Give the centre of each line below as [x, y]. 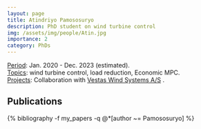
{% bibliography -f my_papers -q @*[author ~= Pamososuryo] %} [101, 118]
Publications [35, 102]
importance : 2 [28, 39]
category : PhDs [29, 46]
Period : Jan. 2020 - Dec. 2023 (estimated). [68, 65]
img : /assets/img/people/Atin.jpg [57, 33]
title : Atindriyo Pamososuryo [51, 20]
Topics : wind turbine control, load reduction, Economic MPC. [94, 72]
